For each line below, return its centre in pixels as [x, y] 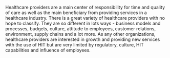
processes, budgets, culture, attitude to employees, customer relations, [81, 29]
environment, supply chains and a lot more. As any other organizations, [80, 34]
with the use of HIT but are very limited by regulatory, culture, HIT [75, 45]
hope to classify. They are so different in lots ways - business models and [83, 23]
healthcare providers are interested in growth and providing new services [83, 39]
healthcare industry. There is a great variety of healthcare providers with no [85, 18]
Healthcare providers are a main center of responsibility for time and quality [85, 7]
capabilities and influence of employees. [48, 50]
